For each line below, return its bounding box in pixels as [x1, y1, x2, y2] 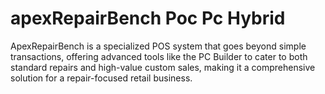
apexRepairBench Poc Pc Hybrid [10, 7, 286, 30]
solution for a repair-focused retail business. [10, 72, 193, 84]
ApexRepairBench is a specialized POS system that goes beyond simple [10, 40, 307, 52]
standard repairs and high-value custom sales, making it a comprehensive [10, 61, 316, 73]
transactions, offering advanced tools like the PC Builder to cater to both [10, 50, 308, 62]
